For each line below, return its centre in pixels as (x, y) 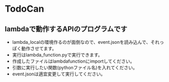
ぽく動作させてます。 (34, 48)
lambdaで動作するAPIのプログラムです (66, 29)
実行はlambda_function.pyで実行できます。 (57, 55)
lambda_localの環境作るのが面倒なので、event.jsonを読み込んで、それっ (88, 42)
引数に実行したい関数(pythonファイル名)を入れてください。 (75, 67)
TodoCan (25, 9)
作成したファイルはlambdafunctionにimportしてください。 (73, 61)
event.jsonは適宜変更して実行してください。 (59, 74)
